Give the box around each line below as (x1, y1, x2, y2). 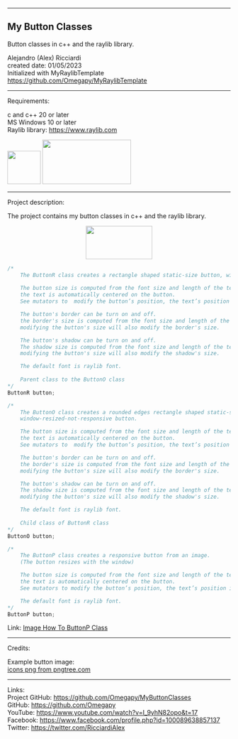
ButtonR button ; (7, 389, 55, 397)
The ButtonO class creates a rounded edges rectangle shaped (20, 409, 204, 416)
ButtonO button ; (7, 532, 55, 540)
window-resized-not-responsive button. (20, 415, 138, 423)
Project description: (7, 198, 65, 206)
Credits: (7, 644, 30, 652)
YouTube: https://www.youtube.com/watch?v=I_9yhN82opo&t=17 (7, 708, 198, 717)
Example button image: (7, 658, 75, 667)
